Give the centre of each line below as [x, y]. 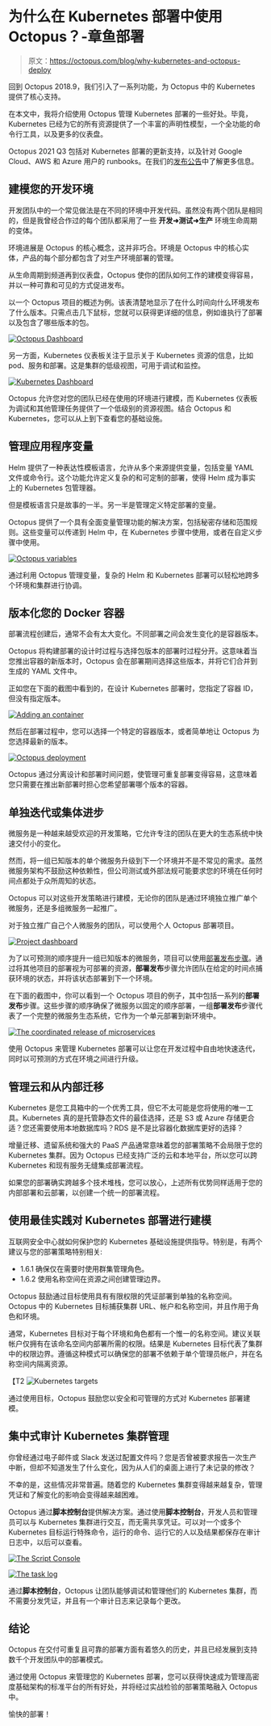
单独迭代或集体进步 [56, 812]
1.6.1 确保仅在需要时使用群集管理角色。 [84, 1268]
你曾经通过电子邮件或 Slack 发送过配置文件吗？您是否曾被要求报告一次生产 [132, 1457]
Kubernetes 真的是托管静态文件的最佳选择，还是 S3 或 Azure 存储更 [135, 1118]
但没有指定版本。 [37, 698]
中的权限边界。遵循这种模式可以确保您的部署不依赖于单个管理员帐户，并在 [132, 1353]
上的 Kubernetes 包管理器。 [54, 487]
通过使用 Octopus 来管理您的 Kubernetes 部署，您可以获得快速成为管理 [127, 1677]
